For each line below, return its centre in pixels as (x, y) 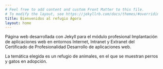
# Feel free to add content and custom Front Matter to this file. (75, 9)
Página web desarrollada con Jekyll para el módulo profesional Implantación (81, 37)
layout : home (18, 23)
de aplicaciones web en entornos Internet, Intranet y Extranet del (70, 42)
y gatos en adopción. (26, 61)
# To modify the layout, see (34, 14)
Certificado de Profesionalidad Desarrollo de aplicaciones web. (68, 47)
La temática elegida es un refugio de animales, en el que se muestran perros (81, 56)
